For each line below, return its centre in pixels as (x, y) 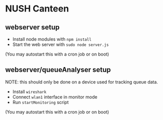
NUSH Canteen (37, 9)
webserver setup (32, 27)
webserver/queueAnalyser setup (58, 70)
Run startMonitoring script (40, 102)
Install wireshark (29, 91)
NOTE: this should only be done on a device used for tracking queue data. (81, 82)
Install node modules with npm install (52, 39)
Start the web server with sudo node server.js (60, 44)
